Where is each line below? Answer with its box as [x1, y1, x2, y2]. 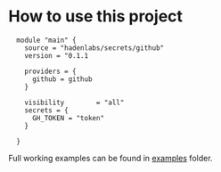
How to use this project [8, 6, 184, 27]
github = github [31, 74, 93, 84]
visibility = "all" [24, 98, 125, 107]
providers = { [24, 67, 77, 76]
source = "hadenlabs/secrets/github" [24, 43, 165, 53]
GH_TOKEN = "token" [31, 113, 104, 122]
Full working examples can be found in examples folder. [8, 152, 213, 163]
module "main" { [16, 36, 77, 45]
